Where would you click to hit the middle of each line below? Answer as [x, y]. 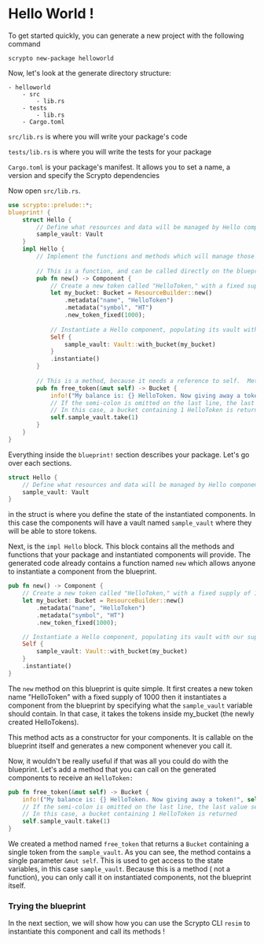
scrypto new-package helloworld [61, 58]
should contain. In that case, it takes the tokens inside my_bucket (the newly [131, 713]
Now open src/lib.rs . [44, 191]
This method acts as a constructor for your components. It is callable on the [131, 737]
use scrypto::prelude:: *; [50, 205]
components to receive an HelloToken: [71, 778]
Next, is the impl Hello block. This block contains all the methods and [121, 546]
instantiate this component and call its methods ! [86, 931]
